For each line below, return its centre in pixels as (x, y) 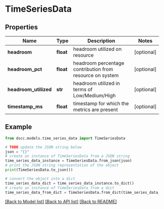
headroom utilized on (97, 49)
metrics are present (95, 110)
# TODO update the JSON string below (43, 147)
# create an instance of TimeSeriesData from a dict (60, 188)
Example (19, 127)
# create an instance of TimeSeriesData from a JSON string (68, 156)
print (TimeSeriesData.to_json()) (39, 170)
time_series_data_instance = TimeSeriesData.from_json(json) (69, 161)
